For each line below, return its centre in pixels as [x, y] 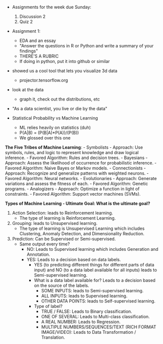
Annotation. [38, 254]
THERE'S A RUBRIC [39, 56]
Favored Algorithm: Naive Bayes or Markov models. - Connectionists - [75, 168]
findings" [29, 51]
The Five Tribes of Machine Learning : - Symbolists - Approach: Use [74, 147]
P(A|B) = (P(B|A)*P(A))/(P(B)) [49, 133]
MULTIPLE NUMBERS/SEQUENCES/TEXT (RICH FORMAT [99, 327]
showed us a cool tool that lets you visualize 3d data [65, 71]
